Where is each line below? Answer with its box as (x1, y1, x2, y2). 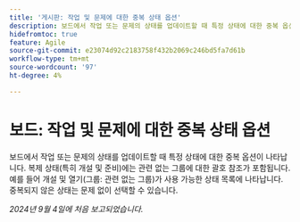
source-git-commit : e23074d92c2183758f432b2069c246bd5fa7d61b (9, 46, 246, 55)
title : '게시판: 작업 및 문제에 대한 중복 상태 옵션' (9, 12, 181, 22)
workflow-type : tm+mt (9, 54, 90, 63)
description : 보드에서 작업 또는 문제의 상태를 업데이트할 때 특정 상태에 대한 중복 (9, 21, 279, 30)
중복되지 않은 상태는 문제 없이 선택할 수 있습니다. (9, 185, 179, 195)
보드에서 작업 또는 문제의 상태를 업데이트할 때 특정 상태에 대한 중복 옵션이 (9, 151, 264, 161)
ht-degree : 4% (9, 71, 62, 80)
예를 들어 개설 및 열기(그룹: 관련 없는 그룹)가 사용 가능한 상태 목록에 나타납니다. (9, 173, 284, 184)
